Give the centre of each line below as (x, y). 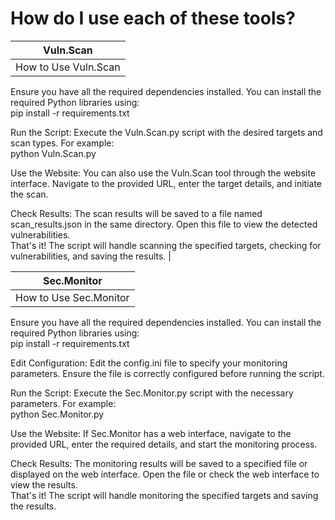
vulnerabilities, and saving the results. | (91, 256)
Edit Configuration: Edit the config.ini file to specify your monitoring (149, 363)
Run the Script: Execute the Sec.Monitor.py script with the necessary (152, 393)
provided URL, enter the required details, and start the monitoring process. (164, 444)
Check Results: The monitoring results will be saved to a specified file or (159, 463)
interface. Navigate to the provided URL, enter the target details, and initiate (166, 183)
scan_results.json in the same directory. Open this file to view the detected (164, 224)
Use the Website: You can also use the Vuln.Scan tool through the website (163, 173)
